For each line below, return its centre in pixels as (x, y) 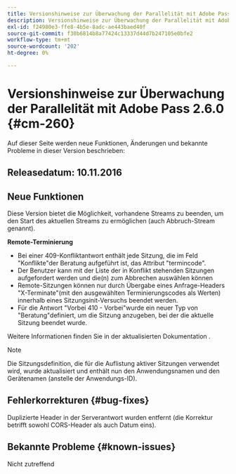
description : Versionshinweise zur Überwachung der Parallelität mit (111, 20)
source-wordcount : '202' (44, 46)
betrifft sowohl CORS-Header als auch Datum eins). (82, 425)
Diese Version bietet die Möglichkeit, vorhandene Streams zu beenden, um (116, 213)
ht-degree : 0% (28, 53)
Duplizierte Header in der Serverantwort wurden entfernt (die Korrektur (110, 417)
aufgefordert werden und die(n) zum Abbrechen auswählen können (115, 278)
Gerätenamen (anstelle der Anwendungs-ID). (72, 378)
